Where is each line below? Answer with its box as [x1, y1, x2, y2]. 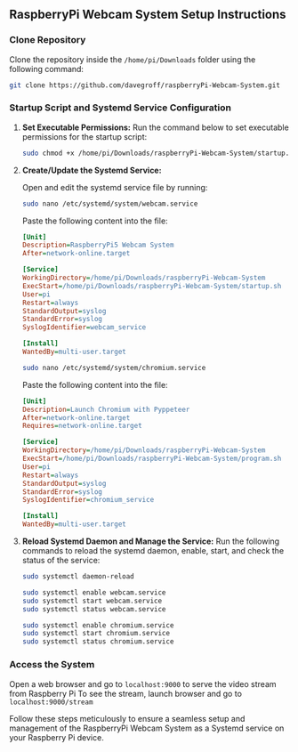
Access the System [9, 659, 95, 671]
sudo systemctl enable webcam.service [21, 587, 166, 597]
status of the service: [21, 555, 101, 566]
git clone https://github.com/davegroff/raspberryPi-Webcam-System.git [9, 80, 280, 90]
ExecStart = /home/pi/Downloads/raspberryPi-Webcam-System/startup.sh [21, 281, 282, 290]
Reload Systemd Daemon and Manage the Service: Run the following [21, 536, 280, 546]
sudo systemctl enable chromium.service [21, 620, 174, 630]
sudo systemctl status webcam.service [21, 604, 166, 613]
